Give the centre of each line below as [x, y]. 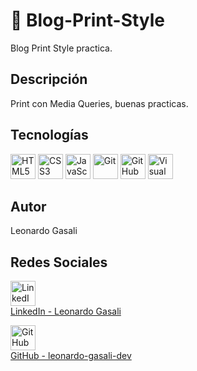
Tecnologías [49, 135]
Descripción [49, 79]
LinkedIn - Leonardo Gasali [66, 311]
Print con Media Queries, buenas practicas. [99, 103]
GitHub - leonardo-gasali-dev [71, 356]
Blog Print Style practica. [61, 48]
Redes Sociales [59, 262]
